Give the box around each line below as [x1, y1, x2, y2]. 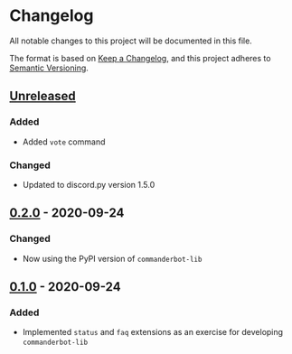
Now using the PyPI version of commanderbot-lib [22, 253, 203, 264]
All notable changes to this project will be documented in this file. [9, 35, 253, 46]
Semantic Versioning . [9, 62, 89, 73]
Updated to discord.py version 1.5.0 [22, 179, 155, 190]
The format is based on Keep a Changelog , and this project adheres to [9, 52, 271, 63]
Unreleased [9, 88, 77, 104]
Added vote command [22, 136, 106, 147]
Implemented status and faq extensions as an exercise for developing [22, 327, 283, 338]
